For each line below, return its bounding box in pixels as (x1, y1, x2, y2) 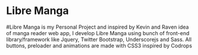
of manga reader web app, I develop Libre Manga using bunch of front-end (6, 29, 190, 36)
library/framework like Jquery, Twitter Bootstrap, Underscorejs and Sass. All (6, 36, 191, 43)
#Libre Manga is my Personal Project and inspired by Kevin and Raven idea (6, 23, 189, 30)
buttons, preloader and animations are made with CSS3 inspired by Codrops (6, 42, 193, 49)
